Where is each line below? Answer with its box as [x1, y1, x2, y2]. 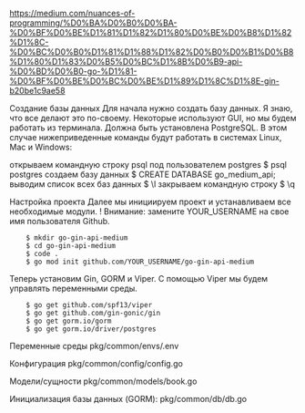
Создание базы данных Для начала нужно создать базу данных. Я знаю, [9, 103, 293, 113]
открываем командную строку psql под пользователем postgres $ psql [9, 160, 287, 170]
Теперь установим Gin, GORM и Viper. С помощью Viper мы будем [9, 274, 269, 284]
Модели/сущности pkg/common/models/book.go [9, 376, 198, 387]
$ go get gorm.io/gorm [25, 316, 112, 325]
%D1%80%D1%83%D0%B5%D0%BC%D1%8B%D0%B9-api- [9, 57, 243, 67]
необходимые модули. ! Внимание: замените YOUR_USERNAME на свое [9, 206, 290, 217]
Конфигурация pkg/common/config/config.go [9, 358, 184, 368]
